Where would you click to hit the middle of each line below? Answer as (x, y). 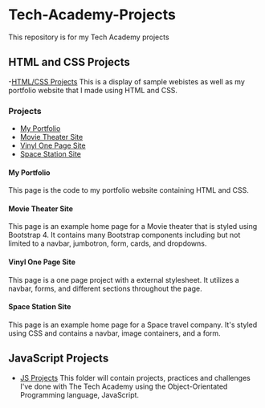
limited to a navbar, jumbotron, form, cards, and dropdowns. (108, 243)
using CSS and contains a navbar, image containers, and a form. (114, 333)
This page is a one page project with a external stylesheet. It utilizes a (124, 279)
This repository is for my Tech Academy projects (89, 37)
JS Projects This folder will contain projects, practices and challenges (135, 377)
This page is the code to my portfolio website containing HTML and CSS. (128, 190)
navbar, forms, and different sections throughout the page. (105, 288)
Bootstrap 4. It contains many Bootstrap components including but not (124, 235)
